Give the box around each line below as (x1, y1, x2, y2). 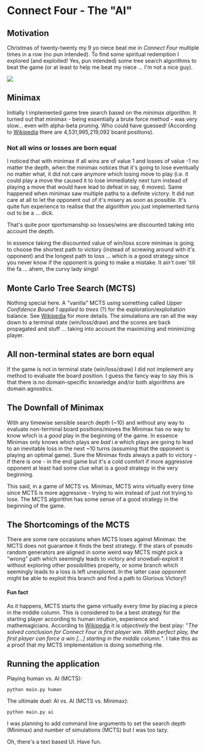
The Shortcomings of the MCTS (7, 519, 130, 530)
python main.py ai (7, 709, 54, 716)
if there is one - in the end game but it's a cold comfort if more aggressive (7, 458, 193, 465)
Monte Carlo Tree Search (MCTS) (7, 283, 136, 293)
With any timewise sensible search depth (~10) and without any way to (7, 419, 185, 426)
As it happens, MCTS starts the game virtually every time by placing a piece (7, 602, 198, 609)
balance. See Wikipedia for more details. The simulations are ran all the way (7, 312, 198, 319)
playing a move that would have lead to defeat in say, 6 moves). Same (7, 184, 182, 191)
